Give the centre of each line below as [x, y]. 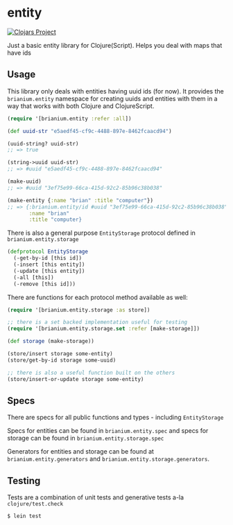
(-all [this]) [34, 277]
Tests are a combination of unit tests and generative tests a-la [96, 497]
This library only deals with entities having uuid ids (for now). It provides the [115, 91]
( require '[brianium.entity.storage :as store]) [79, 310]
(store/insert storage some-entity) [60, 354]
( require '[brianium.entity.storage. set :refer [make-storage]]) [103, 329]
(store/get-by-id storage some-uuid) [62, 360]
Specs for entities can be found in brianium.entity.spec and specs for [108, 431]
